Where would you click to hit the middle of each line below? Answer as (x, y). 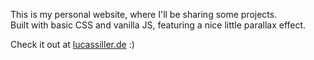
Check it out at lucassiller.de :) (72, 44)
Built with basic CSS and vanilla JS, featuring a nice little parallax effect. (158, 25)
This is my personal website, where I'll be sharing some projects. (144, 14)
